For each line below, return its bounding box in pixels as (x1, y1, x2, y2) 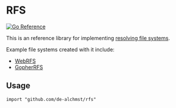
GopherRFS (14, 63, 43, 71)
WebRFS (14, 57, 36, 64)
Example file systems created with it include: (6, 45, 115, 53)
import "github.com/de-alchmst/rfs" (6, 96, 96, 102)
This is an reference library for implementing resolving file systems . (6, 34, 170, 41)
